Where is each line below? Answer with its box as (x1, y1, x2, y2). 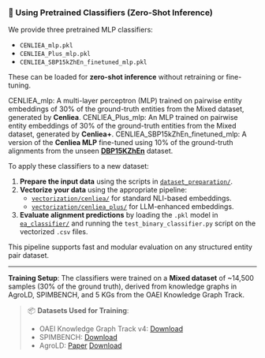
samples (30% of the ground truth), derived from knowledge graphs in (8, 282, 237, 291)
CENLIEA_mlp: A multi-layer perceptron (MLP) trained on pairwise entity (8, 96, 242, 106)
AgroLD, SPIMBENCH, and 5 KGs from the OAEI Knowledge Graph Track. (8, 290, 245, 300)
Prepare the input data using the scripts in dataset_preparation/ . (19, 177, 233, 186)
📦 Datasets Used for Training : (27, 306, 129, 315)
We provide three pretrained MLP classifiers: (8, 25, 154, 35)
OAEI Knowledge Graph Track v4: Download (39, 324, 184, 334)
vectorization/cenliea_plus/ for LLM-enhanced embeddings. (31, 202, 234, 211)
